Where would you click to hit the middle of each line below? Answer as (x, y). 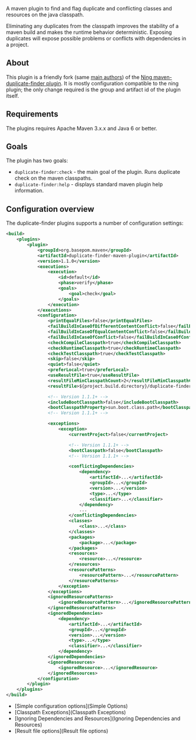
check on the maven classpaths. (53, 178)
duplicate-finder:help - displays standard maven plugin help (89, 184)
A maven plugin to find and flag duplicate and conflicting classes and (89, 8)
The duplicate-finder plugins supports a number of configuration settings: (95, 223)
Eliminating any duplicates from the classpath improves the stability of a (92, 26)
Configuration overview (50, 209)
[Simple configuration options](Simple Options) (71, 706)
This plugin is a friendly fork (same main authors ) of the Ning (79, 77)
